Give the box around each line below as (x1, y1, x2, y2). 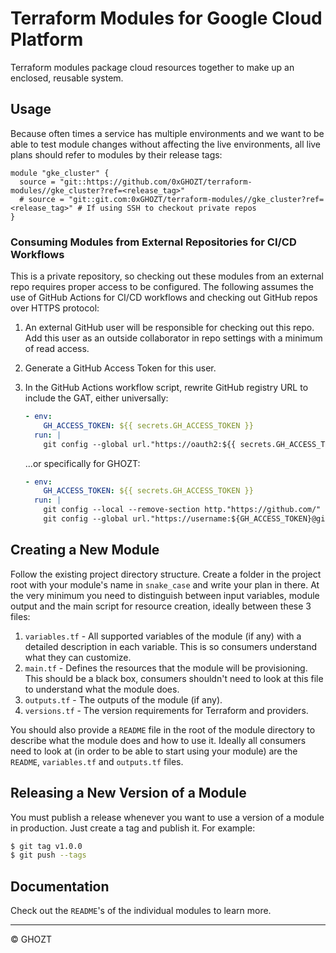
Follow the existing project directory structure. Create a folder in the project (10, 568, 322, 580)
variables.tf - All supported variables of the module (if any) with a (24, 630, 302, 642)
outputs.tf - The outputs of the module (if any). (24, 693, 223, 706)
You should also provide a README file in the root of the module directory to (10, 723, 316, 736)
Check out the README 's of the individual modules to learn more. (10, 905, 272, 917)
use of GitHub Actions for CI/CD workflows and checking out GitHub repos (10, 292, 318, 304)
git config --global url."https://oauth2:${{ (43, 439, 237, 449)
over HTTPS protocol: (10, 302, 100, 314)
